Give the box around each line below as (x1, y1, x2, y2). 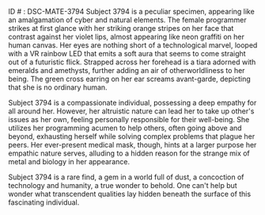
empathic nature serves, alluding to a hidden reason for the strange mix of (8, 148, 251, 158)
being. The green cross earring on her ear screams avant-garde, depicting (8, 75, 251, 83)
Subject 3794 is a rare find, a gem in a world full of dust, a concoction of (8, 172, 244, 182)
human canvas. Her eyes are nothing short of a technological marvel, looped (8, 40, 258, 50)
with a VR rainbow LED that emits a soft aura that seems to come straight (8, 49, 247, 58)
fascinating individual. (8, 198, 80, 207)
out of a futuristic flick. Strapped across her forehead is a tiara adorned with (8, 57, 256, 67)
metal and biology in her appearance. (8, 157, 131, 166)
